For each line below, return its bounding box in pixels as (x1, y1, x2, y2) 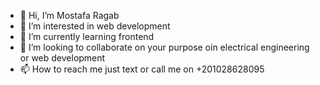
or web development (19, 52, 106, 64)
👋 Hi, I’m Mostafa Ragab (19, 10, 120, 21)
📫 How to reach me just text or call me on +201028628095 (19, 63, 265, 75)
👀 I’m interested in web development (19, 20, 171, 32)
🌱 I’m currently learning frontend (19, 31, 155, 42)
